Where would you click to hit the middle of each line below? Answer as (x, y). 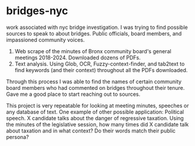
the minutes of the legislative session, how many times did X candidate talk (97, 124)
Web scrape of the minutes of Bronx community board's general (93, 51)
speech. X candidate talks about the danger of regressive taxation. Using (95, 118)
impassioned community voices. (45, 40)
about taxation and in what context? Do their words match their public (91, 131)
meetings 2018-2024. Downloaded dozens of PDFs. (77, 57)
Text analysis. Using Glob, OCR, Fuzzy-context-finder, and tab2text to (100, 64)
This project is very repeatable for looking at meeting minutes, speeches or (97, 105)
